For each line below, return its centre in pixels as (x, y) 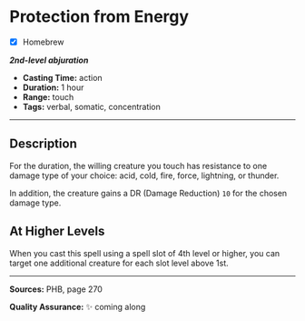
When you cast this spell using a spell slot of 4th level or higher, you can (145, 253)
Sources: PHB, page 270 (56, 289)
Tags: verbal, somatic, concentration (92, 107)
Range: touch (48, 97)
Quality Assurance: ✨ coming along (78, 306)
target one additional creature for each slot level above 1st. (119, 263)
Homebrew (43, 42)
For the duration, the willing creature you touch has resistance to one (138, 166)
